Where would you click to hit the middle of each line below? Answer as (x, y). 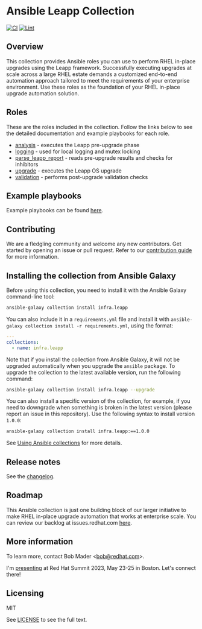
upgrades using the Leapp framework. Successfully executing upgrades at (99, 68)
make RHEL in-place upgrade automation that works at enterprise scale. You (101, 516)
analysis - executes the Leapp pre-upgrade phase (77, 145)
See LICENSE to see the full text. (47, 619)
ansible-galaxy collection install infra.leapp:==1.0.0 (78, 431)
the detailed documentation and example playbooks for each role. (88, 133)
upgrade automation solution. (43, 93)
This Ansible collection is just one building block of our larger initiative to (96, 510)
